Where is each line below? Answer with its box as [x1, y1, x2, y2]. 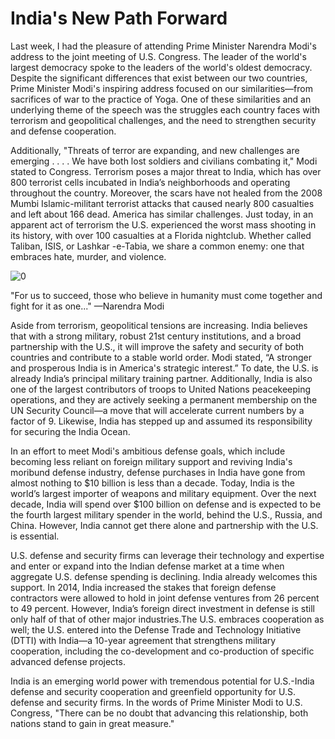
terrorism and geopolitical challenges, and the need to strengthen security [10, 114, 317, 126]
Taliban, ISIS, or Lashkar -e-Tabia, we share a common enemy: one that [10, 240, 305, 252]
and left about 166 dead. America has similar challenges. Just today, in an [10, 208, 314, 220]
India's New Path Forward [10, 7, 228, 30]
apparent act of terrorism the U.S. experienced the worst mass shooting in [10, 218, 317, 231]
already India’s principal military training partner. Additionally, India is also [10, 372, 313, 384]
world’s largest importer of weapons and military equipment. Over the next [10, 487, 317, 499]
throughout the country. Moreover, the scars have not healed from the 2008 [10, 187, 323, 199]
